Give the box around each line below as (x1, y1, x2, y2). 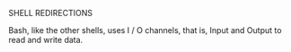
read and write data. (8, 35, 84, 45)
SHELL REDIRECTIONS (8, 8, 93, 18)
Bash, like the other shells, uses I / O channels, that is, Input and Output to (8, 25, 282, 35)
